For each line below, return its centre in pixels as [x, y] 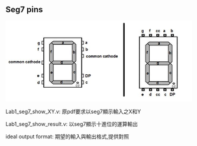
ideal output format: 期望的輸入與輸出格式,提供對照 [67, 136]
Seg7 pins [24, 10]
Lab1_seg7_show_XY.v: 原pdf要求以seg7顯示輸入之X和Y [73, 111]
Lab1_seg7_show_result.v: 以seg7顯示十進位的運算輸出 [72, 124]
